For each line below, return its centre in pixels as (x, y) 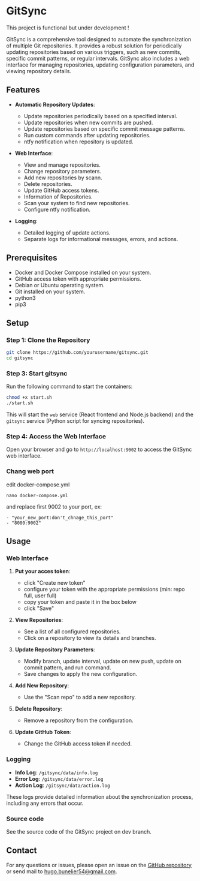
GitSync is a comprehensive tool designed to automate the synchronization (99, 39)
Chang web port (30, 471)
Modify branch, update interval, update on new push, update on (102, 661)
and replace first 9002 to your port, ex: (54, 506)
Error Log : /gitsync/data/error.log (59, 778)
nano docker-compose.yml (37, 495)
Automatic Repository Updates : (55, 104)
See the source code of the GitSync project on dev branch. (79, 831)
